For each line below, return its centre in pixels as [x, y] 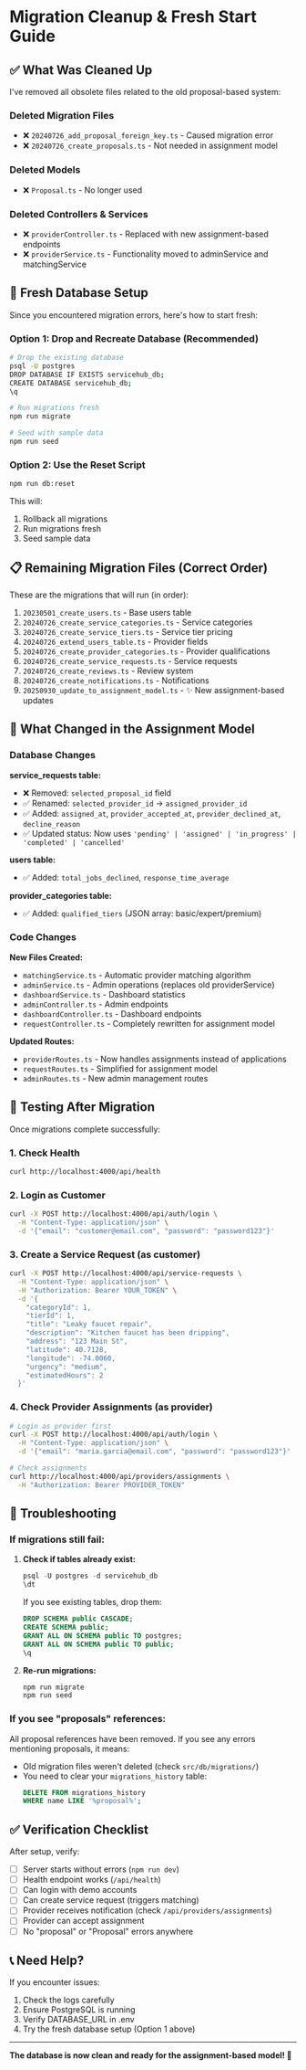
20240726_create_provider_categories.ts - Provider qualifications [146, 651]
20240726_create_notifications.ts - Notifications [116, 680]
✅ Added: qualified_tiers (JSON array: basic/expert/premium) [142, 913]
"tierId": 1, [51, 1316]
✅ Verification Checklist [79, 1829]
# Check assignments [49, 1468]
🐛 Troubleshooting [63, 1514]
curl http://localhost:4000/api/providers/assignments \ [120, 1476]
